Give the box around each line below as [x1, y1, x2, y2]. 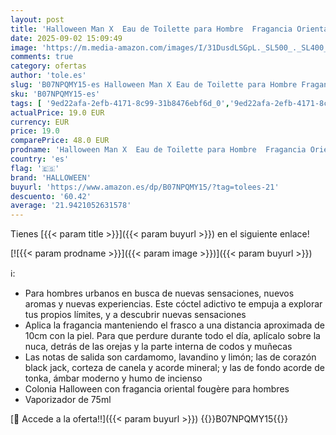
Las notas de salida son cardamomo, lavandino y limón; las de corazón [24, 351, 317, 363]
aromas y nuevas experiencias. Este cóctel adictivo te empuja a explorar [24, 298, 323, 310]
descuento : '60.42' [10, 191, 92, 201]
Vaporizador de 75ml [24, 394, 112, 406]
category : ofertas [10, 61, 87, 71]
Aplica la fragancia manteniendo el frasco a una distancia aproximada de [24, 319, 325, 331]
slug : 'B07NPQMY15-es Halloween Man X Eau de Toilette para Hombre [10, 80, 298, 90]
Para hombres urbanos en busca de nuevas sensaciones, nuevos [24, 287, 295, 300]
